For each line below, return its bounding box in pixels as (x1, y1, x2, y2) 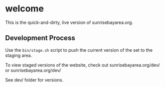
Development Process (5, 34, 76, 42)
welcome (5, 3, 44, 14)
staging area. (5, 52, 32, 58)
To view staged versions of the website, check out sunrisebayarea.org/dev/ (5, 62, 161, 68)
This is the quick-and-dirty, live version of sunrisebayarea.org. (5, 19, 134, 25)
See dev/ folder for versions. (5, 77, 64, 83)
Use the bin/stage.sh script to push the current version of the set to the (5, 47, 153, 53)
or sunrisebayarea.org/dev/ (5, 67, 61, 73)
